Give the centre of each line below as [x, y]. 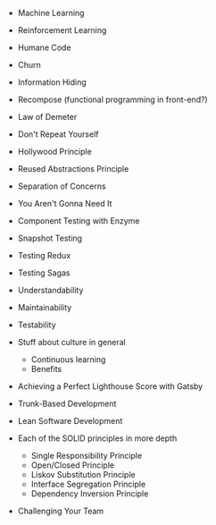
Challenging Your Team [61, 511]
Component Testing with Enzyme [79, 221]
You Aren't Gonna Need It [65, 203]
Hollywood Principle [54, 152]
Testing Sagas [44, 273]
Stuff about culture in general [72, 342]
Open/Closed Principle [72, 465]
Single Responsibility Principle [87, 456]
